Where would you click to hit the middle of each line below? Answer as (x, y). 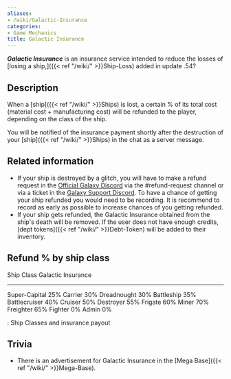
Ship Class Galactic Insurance (49, 275)
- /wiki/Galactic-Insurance (47, 20)
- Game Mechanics (32, 33)
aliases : (20, 13)
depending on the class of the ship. (57, 119)
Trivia (20, 344)
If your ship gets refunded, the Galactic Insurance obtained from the (113, 214)
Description (33, 88)
